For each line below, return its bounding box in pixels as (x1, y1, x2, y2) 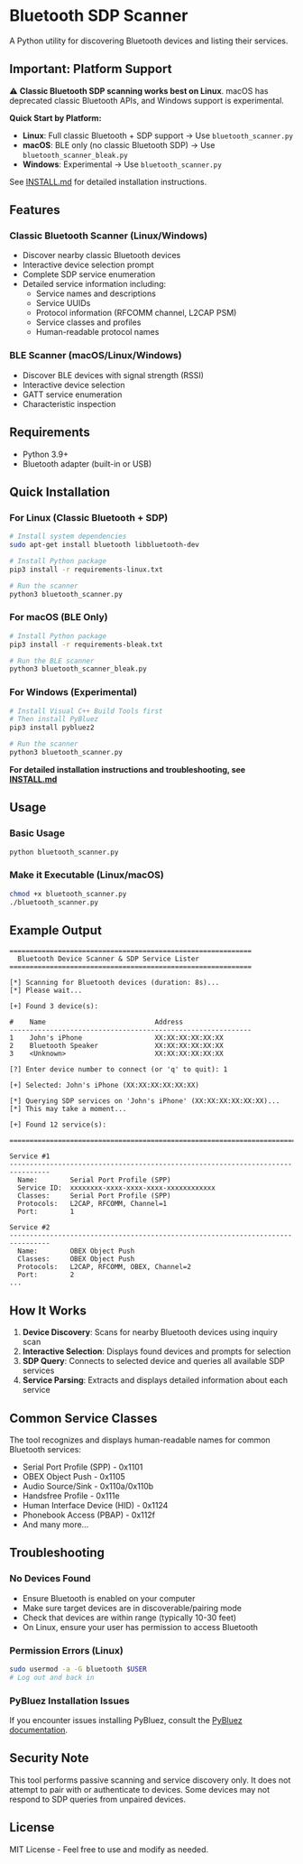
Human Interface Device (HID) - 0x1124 (22, 1500, 169, 1510)
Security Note (9, 1750, 89, 1766)
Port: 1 (17, 1207, 75, 1217)
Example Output (9, 923, 102, 938)
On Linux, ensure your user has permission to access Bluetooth (22, 1621, 259, 1632)
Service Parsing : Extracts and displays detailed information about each (22, 1375, 289, 1386)
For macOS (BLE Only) (9, 611, 108, 624)
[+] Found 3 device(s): (9, 1002, 99, 1011)
